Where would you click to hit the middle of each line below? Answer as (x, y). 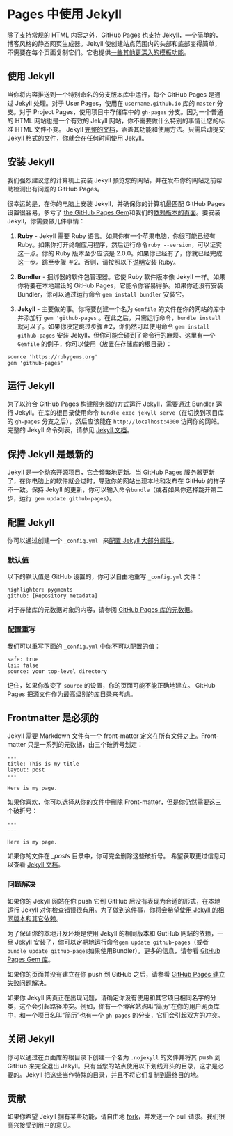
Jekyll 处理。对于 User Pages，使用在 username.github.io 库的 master (115, 103)
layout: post (26, 770)
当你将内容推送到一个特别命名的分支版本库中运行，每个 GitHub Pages (107, 94)
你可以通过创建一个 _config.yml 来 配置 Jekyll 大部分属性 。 (93, 541)
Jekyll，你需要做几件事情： (46, 221)
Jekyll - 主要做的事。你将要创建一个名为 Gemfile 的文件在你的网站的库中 (121, 309)
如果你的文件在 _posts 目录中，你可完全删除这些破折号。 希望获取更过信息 (114, 856)
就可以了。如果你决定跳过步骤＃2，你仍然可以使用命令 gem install (113, 326)
